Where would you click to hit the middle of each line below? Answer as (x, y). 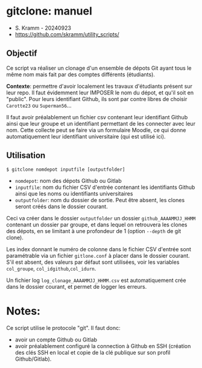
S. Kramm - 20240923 (43, 28)
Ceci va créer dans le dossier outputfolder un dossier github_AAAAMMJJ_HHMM (101, 218)
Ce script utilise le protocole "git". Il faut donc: (63, 327)
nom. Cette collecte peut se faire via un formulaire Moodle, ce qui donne (96, 130)
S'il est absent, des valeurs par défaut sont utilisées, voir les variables (93, 262)
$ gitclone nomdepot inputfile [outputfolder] (66, 169)
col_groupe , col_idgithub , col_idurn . (51, 268)
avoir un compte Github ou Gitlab (56, 340)
